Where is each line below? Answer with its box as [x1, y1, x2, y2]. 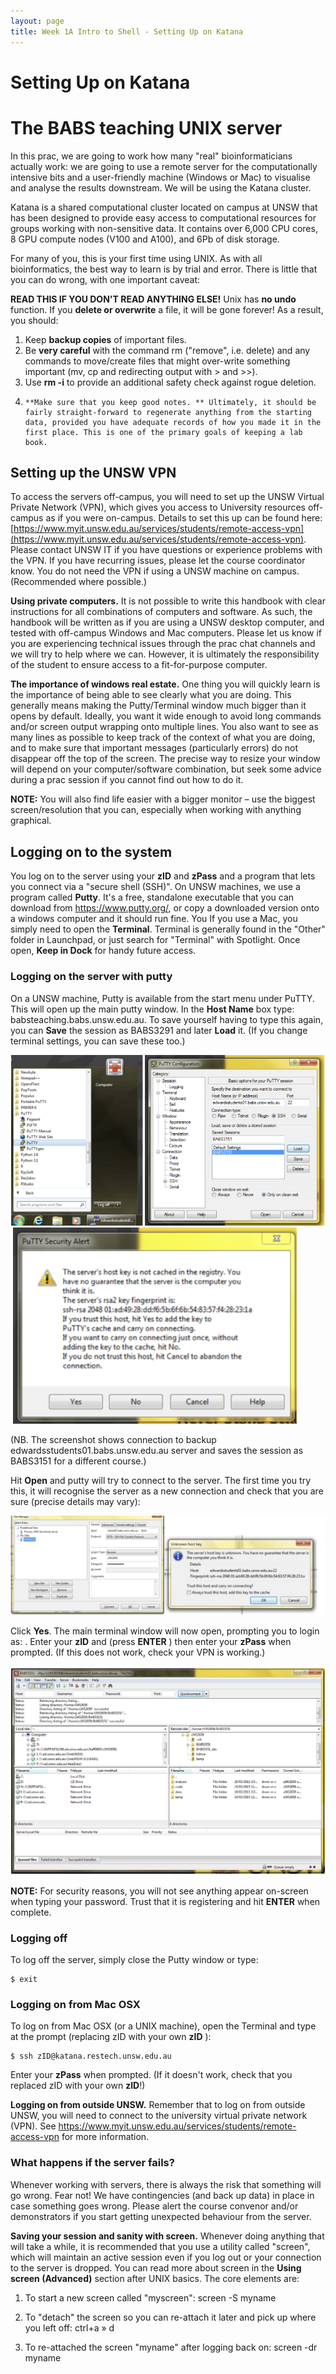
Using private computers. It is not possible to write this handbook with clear [10, 595, 326, 607]
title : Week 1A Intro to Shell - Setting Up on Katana [10, 26, 244, 37]
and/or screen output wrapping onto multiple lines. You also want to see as [10, 721, 319, 733]
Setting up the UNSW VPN [10, 465, 177, 482]
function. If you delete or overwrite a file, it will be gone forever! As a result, [10, 303, 324, 315]
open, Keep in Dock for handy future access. [10, 945, 197, 957]
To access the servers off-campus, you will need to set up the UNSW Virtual [10, 491, 325, 503]
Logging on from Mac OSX [10, 1998, 141, 2012]
